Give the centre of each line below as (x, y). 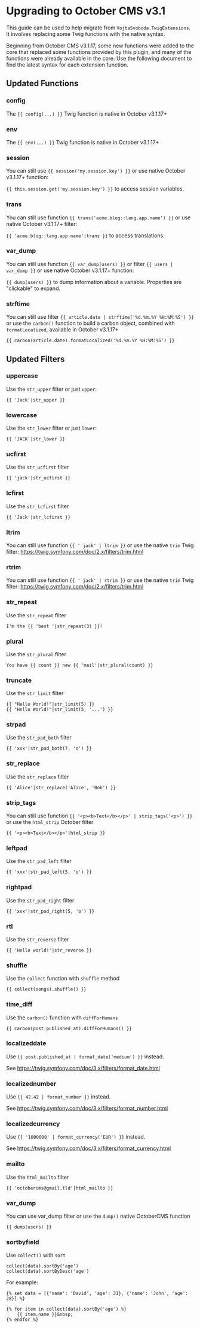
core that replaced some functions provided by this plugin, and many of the (99, 52)
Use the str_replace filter (38, 777)
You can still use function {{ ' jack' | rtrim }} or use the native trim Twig (100, 580)
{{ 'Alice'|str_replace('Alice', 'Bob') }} (61, 787)
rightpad (19, 887)
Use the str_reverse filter (38, 939)
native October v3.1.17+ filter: (42, 224)
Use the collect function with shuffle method (63, 979)
